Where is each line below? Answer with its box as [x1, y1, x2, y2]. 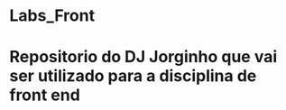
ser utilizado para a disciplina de [9, 66, 257, 87]
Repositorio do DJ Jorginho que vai [9, 47, 278, 68]
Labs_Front [9, 5, 96, 26]
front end [9, 85, 81, 105]
